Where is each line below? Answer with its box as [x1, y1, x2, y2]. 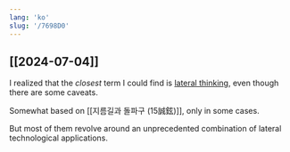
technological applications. [9, 132, 109, 143]
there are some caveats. [9, 87, 98, 98]
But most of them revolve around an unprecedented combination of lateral [9, 124, 282, 134]
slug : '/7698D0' [9, 21, 70, 30]
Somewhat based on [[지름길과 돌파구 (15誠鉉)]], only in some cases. [9, 106, 261, 116]
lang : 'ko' [9, 12, 50, 22]
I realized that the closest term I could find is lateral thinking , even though [9, 77, 279, 89]
